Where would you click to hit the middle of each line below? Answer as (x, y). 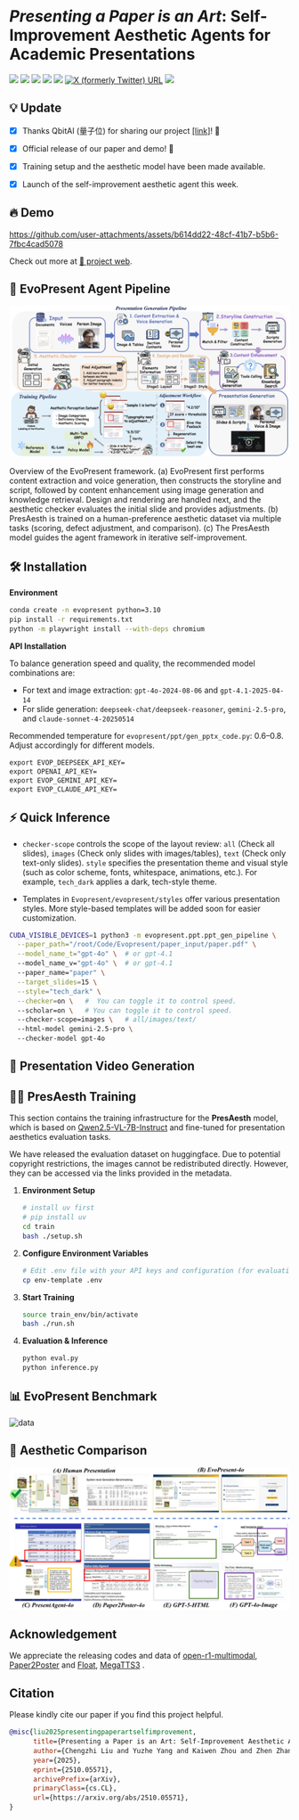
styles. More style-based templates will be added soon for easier (141, 908)
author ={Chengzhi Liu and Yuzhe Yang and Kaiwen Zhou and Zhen (153, 1750)
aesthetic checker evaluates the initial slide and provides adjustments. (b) (144, 509)
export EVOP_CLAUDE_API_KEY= (63, 789)
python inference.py (60, 1368)
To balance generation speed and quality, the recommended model (132, 663)
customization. (49, 918)
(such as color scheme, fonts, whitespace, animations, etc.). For (140, 872)
